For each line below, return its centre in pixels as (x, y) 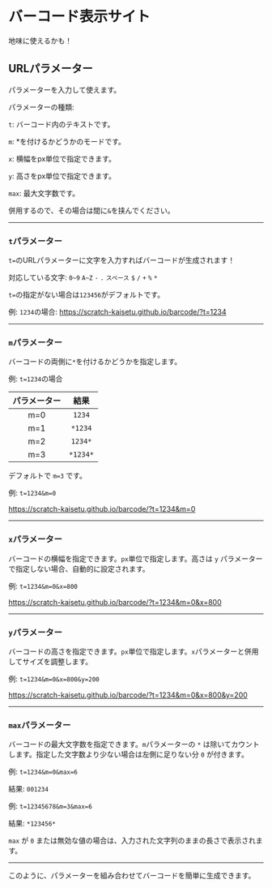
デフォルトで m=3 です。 (47, 476)
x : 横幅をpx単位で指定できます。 (62, 158)
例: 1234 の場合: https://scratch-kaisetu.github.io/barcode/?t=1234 (117, 312)
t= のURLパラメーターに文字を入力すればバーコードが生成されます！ (122, 260)
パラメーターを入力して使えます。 (65, 89)
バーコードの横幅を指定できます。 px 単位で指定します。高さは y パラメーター (136, 558)
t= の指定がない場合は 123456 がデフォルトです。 (86, 295)
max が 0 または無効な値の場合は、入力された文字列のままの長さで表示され (132, 841)
